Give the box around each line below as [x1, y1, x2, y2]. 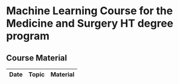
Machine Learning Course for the [6, 4, 173, 18]
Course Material [6, 53, 67, 63]
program [6, 30, 50, 43]
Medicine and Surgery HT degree [6, 17, 174, 30]
